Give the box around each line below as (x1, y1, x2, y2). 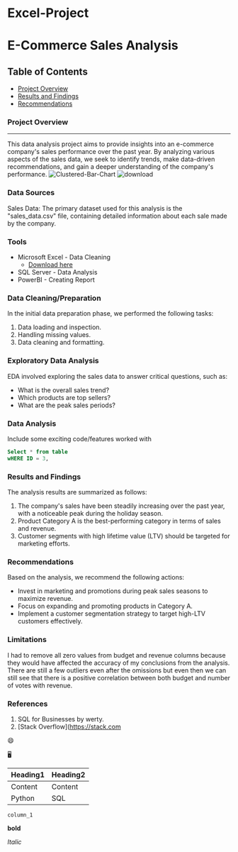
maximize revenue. (17, 594, 73, 603)
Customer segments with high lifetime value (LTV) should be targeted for (17, 532, 230, 541)
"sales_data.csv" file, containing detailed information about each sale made (7, 211, 228, 220)
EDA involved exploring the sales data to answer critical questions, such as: (7, 372, 228, 380)
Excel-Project (7, 5, 89, 21)
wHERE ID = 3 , (7, 455, 50, 462)
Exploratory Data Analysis (7, 356, 99, 366)
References (7, 699, 48, 709)
